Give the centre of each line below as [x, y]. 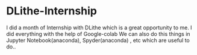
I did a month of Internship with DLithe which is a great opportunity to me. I [99, 27]
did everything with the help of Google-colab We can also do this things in [98, 33]
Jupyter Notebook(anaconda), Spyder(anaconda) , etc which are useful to [98, 40]
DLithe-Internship [52, 11]
